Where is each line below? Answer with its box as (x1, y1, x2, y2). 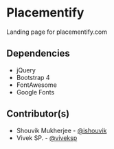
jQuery (16, 66, 36, 74)
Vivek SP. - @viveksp (16, 133, 78, 142)
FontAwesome (16, 81, 58, 89)
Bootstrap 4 (16, 73, 50, 81)
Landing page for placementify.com (6, 28, 108, 36)
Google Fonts (16, 88, 55, 96)
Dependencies (6, 48, 70, 59)
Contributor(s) (6, 108, 70, 120)
